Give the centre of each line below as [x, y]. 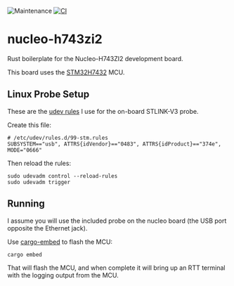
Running [26, 204]
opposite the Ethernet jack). [47, 228]
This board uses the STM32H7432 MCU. [66, 72]
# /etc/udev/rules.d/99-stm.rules [58, 138]
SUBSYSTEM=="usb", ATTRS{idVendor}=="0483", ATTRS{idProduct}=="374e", [114, 144]
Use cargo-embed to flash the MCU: [60, 242]
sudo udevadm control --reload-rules [63, 176]
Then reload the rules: [39, 163]
